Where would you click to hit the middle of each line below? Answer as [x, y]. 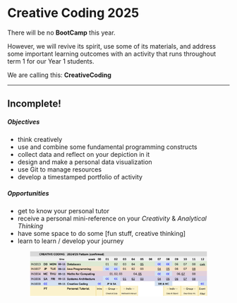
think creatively [40, 140]
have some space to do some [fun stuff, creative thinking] [101, 234]
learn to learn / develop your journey [71, 241]
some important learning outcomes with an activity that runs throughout [112, 54]
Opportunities [28, 193]
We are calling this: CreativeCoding [59, 75]
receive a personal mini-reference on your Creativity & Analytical [112, 219]
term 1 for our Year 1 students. [51, 61]
